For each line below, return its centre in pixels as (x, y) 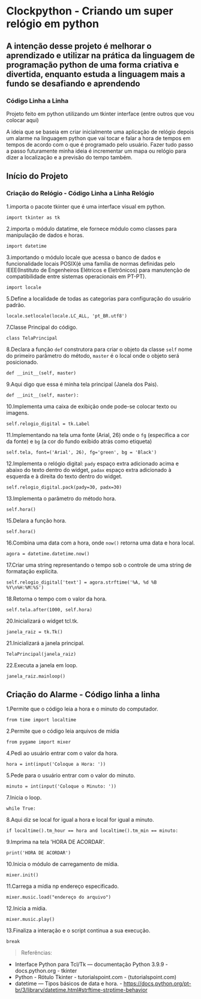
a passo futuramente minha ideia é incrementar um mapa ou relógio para (96, 151)
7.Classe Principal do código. (42, 327)
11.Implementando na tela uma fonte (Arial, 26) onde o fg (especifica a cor (98, 435)
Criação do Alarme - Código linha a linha (83, 695)
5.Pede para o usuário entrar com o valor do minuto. (71, 775)
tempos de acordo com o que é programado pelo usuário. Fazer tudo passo (100, 144)
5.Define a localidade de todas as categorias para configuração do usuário (98, 298)
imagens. (17, 412)
